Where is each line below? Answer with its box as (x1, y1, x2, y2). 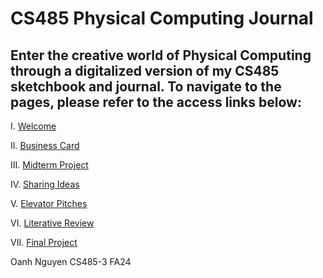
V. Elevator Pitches (10, 198, 88, 209)
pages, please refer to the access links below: (10, 93, 302, 111)
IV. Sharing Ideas (10, 178, 80, 190)
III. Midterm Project (10, 159, 89, 171)
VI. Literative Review (10, 217, 95, 229)
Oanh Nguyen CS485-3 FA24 (10, 256, 132, 267)
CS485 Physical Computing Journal (10, 7, 314, 30)
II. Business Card (10, 140, 80, 151)
